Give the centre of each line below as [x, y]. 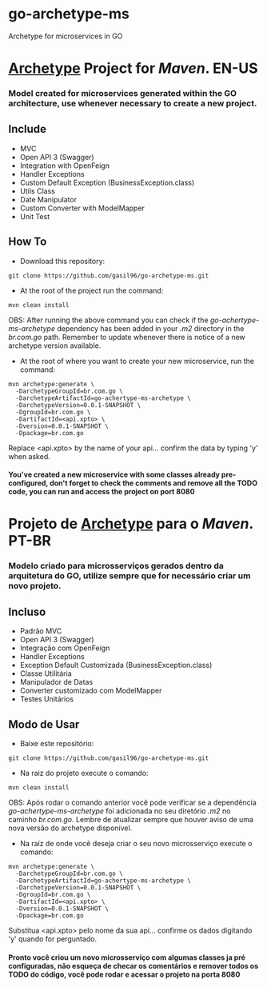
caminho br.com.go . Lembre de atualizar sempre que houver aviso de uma [131, 819]
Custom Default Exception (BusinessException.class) [107, 182]
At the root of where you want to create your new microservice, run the [137, 361]
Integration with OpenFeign [65, 166]
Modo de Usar [44, 724]
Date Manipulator [48, 199]
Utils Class [38, 191]
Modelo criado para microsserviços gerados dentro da [116, 566]
